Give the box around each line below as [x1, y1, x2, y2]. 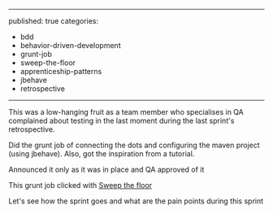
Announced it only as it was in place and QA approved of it [8, 164, 205, 174]
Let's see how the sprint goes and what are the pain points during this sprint [8, 196, 264, 206]
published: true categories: [8, 16, 99, 25]
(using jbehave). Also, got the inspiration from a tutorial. [8, 149, 195, 159]
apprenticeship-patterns [19, 67, 102, 76]
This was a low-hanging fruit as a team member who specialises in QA [8, 107, 244, 116]
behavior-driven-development [19, 41, 121, 50]
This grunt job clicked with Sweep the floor [8, 181, 153, 190]
